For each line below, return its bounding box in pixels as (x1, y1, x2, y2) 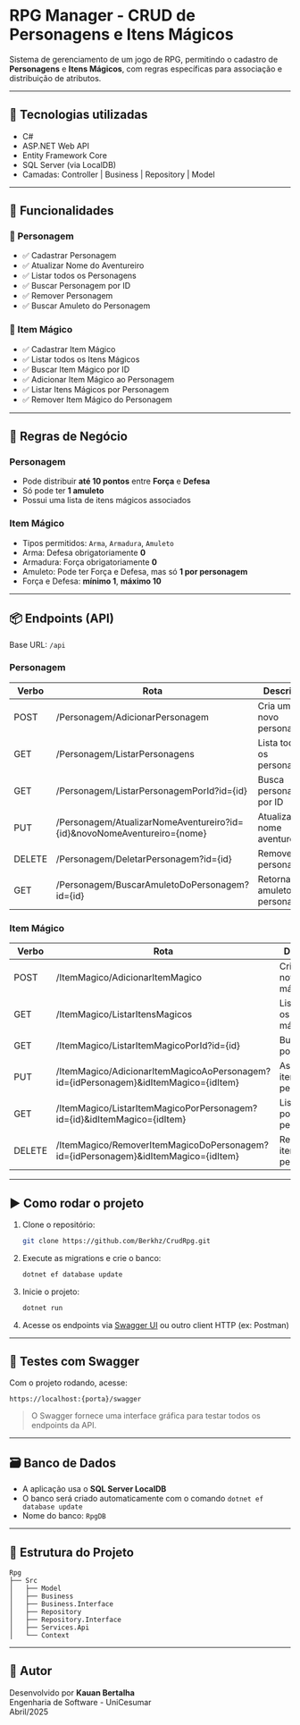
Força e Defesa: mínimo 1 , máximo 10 (21, 576, 162, 586)
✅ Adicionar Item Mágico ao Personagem (21, 374, 175, 384)
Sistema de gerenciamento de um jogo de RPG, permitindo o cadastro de (9, 54, 279, 64)
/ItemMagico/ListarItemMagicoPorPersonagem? (55, 1102, 258, 1115)
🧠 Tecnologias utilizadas (9, 107, 148, 122)
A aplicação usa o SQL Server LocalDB (21, 1484, 167, 1494)
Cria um (257, 699, 291, 711)
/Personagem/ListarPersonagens (55, 747, 195, 760)
